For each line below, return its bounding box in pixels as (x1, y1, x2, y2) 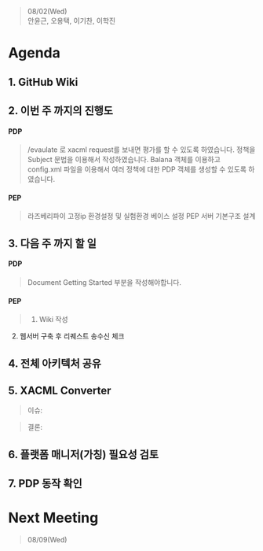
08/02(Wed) (27, 7, 68, 16)
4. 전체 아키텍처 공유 (8, 357, 102, 370)
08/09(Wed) (27, 535, 68, 545)
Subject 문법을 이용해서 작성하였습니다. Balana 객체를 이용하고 (27, 155, 221, 165)
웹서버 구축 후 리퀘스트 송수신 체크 (19, 331, 125, 341)
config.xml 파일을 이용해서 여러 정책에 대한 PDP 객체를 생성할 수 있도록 (27, 165, 247, 174)
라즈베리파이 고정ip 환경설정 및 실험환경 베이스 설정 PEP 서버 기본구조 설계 (27, 212, 256, 221)
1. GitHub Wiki (8, 75, 79, 89)
